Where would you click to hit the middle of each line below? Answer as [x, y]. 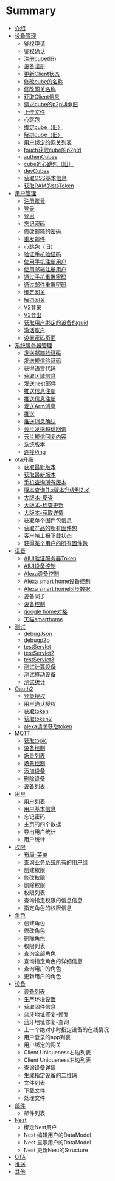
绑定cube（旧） [43, 127]
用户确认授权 [40, 703]
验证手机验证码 [42, 254]
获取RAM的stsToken [49, 186]
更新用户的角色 [42, 976]
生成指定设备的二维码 [50, 1075]
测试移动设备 [40, 674]
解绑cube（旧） [43, 134]
